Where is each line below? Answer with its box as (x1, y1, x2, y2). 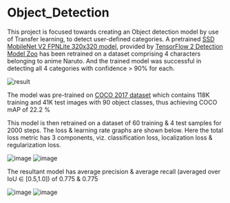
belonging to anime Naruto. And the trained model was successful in (7, 56, 202, 65)
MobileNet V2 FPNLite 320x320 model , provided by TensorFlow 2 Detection (7, 42, 224, 50)
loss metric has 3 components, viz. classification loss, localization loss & (7, 133, 213, 142)
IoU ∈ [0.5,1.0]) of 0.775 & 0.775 (7, 174, 98, 183)
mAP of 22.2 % (7, 105, 50, 114)
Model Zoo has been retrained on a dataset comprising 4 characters (7, 50, 201, 58)
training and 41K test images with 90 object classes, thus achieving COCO (7, 98, 218, 106)
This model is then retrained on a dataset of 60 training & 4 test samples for (7, 118, 222, 127)
